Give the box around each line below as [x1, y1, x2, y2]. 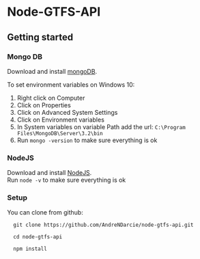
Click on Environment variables [16, 115, 104, 124]
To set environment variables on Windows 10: [7, 80, 135, 89]
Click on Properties [16, 100, 72, 109]
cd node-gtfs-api [13, 234, 63, 241]
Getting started [7, 31, 74, 43]
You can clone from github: [7, 208, 83, 217]
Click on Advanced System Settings [16, 108, 118, 116]
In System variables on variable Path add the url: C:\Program [16, 122, 186, 131]
